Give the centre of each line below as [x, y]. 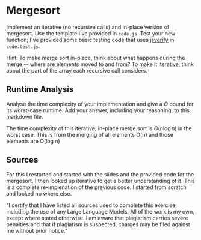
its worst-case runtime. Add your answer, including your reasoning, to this [98, 110]
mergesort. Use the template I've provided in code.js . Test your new [91, 33]
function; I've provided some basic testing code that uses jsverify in [90, 40]
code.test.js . [23, 46]
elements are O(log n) [33, 141]
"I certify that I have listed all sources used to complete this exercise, [92, 205]
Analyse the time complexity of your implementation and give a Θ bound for [100, 104]
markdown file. [25, 116]
